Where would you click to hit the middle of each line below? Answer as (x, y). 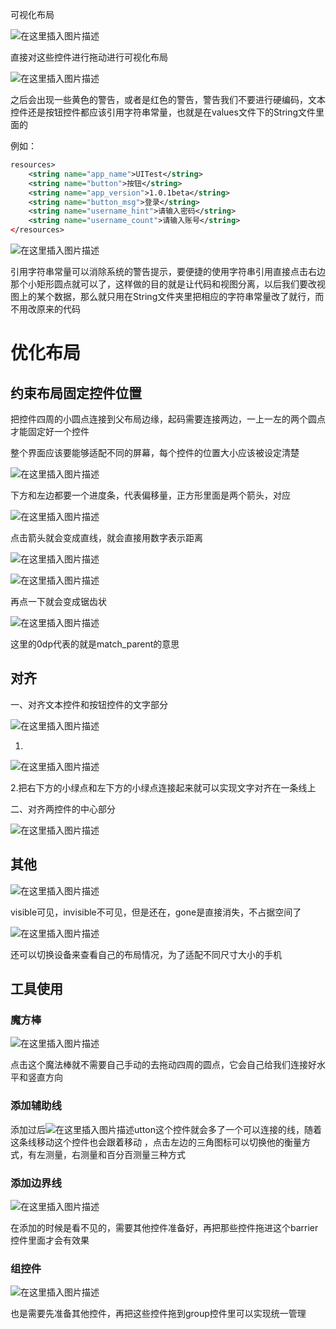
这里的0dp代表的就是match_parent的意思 (95, 644)
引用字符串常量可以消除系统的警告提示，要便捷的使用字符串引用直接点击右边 (168, 271)
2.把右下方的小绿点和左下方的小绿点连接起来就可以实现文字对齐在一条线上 (163, 787)
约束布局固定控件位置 (76, 393)
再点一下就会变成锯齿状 (58, 601)
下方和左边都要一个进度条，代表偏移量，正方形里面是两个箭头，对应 (150, 495)
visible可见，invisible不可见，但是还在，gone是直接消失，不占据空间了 (156, 912)
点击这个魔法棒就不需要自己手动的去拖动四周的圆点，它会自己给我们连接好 (163, 1065)
